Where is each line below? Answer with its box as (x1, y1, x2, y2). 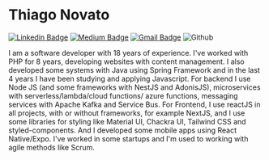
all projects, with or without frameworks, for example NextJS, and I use (8, 107, 246, 118)
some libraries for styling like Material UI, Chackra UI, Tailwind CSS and (8, 116, 246, 126)
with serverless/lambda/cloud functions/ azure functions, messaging (8, 91, 238, 100)
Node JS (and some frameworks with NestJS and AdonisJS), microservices (8, 82, 261, 92)
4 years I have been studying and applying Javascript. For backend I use (8, 74, 251, 83)
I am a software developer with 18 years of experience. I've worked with (8, 48, 249, 57)
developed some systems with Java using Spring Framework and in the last (8, 65, 261, 74)
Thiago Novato (8, 6, 110, 24)
